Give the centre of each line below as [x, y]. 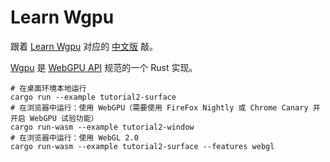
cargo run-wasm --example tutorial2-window [102, 127]
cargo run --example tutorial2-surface [93, 97]
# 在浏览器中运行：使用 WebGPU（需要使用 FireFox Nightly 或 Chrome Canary [159, 107]
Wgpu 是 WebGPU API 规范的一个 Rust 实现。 [104, 67]
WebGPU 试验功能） [64, 118]
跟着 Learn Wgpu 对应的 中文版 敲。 [84, 46]
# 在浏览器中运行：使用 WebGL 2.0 [74, 137]
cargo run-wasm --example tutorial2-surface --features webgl [142, 146]
